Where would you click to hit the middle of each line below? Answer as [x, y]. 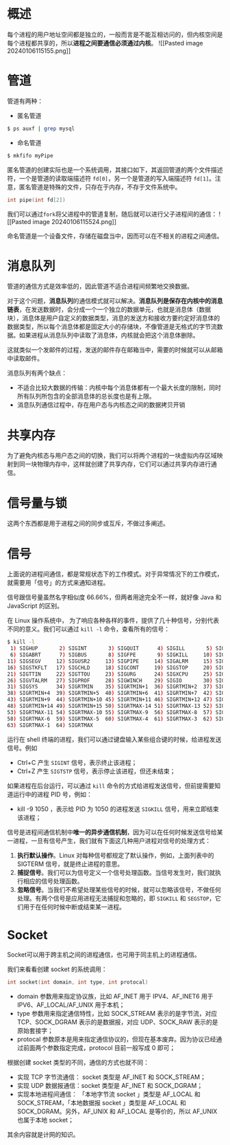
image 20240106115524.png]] [75, 221]
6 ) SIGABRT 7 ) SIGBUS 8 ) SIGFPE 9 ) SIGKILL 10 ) [111, 655]
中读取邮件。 [25, 359]
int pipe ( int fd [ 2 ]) [37, 200]
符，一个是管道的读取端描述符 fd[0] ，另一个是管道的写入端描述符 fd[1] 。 [111, 178]
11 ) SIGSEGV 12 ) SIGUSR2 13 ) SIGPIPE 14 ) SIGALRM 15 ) [110, 661]
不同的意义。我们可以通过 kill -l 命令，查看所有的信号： [88, 629]
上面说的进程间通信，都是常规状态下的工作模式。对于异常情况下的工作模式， [115, 574]
